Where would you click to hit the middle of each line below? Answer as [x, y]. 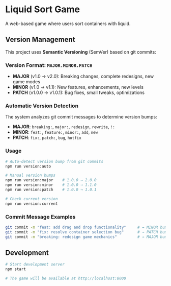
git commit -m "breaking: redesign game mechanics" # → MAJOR [82, 237]
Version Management [40, 40]
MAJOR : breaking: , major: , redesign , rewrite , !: [64, 127]
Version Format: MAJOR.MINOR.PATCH [49, 65]
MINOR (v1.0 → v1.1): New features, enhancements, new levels [78, 87]
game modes [26, 82]
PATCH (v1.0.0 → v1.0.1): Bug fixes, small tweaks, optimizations [79, 92]
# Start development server [35, 265]
